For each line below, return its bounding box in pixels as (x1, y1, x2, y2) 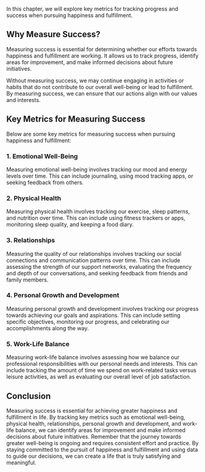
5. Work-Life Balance (6, 339, 70, 348)
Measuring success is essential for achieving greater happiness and (6, 407, 178, 414)
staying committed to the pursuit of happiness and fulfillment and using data (6, 446, 198, 453)
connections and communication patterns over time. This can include (6, 256, 181, 264)
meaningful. (6, 459, 37, 466)
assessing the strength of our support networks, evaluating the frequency (6, 263, 192, 270)
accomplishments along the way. (6, 324, 89, 332)
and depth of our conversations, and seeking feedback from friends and (6, 269, 188, 277)
